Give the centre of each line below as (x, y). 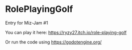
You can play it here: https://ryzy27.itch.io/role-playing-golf (66, 32)
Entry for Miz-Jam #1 (27, 23)
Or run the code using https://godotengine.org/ (54, 42)
